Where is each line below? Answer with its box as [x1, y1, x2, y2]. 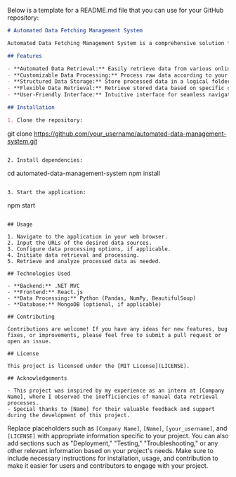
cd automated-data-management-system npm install [7, 169, 160, 177]
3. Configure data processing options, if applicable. [7, 246, 171, 253]
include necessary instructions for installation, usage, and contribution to [7, 454, 219, 462]
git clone [7, 129, 33, 138]
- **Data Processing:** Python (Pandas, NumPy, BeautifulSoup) [7, 295, 197, 302]
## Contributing [7, 313, 55, 320]
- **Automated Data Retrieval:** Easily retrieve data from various [7, 65, 212, 72]
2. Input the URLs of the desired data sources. [7, 239, 152, 246]
